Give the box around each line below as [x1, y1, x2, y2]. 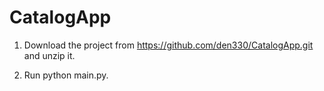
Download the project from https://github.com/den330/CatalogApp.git [23, 39, 314, 51]
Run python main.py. [23, 69, 109, 81]
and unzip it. [23, 49, 76, 61]
